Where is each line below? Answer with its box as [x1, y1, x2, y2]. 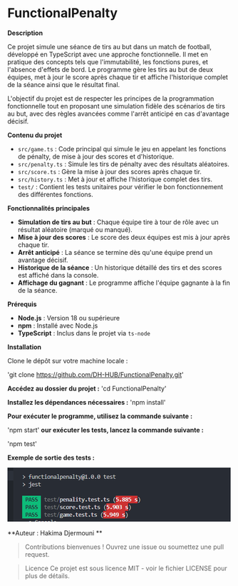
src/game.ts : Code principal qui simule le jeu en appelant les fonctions [17, 144, 227, 153]
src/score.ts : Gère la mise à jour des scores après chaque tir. [17, 167, 202, 176]
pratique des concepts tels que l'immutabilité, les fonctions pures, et [7, 57, 209, 66]
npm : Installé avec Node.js [17, 321, 98, 330]
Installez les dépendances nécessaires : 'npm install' [7, 398, 166, 406]
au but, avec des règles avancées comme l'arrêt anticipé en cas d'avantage [7, 109, 229, 118]
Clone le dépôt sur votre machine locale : [7, 356, 128, 365]
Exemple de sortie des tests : [7, 453, 95, 462]
